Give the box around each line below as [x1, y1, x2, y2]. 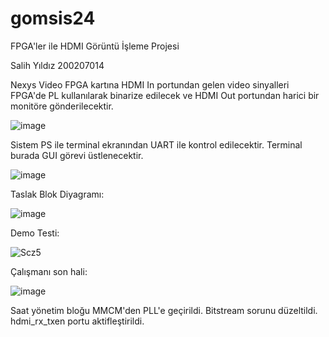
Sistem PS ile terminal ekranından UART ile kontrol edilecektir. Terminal [10, 138, 303, 151]
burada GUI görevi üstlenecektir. [10, 149, 144, 161]
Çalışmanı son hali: [10, 265, 88, 277]
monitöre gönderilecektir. [10, 100, 114, 112]
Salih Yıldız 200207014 [10, 59, 105, 71]
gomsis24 [10, 7, 96, 30]
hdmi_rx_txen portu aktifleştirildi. [10, 315, 145, 327]
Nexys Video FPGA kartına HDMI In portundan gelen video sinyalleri [10, 78, 290, 91]
